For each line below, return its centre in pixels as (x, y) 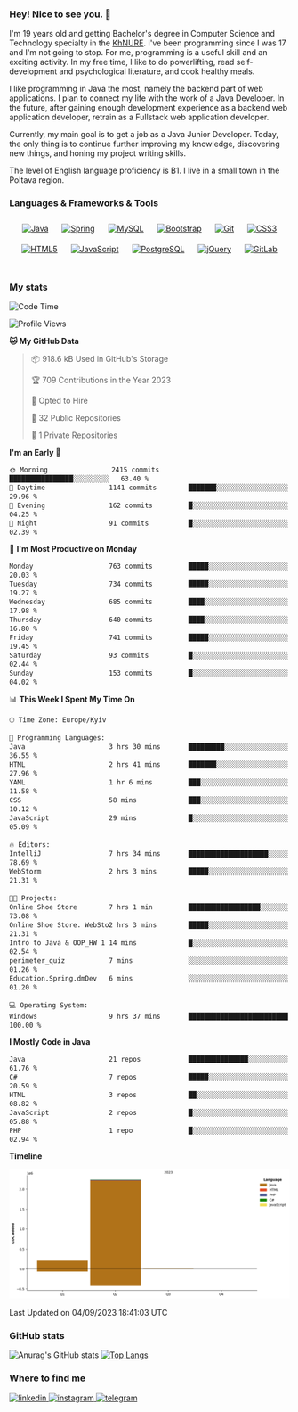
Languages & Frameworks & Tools (84, 203)
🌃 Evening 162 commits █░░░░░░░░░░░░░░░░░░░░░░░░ (149, 505)
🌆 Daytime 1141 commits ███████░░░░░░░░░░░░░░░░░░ (149, 488)
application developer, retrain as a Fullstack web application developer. (139, 117)
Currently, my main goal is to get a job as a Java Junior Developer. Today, (144, 135)
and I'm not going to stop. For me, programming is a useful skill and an (138, 53)
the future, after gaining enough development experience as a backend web (149, 108)
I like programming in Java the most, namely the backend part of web (137, 89)
